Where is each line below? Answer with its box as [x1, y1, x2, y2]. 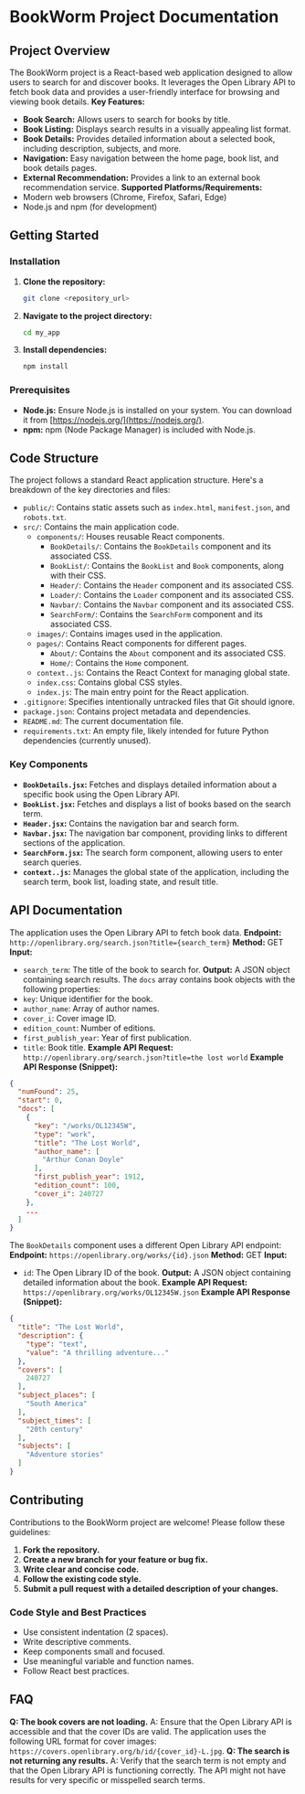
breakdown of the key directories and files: [9, 485, 171, 496]
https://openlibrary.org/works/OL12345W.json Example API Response [22, 1287, 290, 1297]
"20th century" [26, 1425, 84, 1434]
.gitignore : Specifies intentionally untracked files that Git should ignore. [22, 697, 295, 708]
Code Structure [9, 451, 99, 465]
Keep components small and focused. [22, 1646, 166, 1657]
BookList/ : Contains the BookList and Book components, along [49, 561, 285, 571]
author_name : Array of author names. [22, 1003, 160, 1014]
